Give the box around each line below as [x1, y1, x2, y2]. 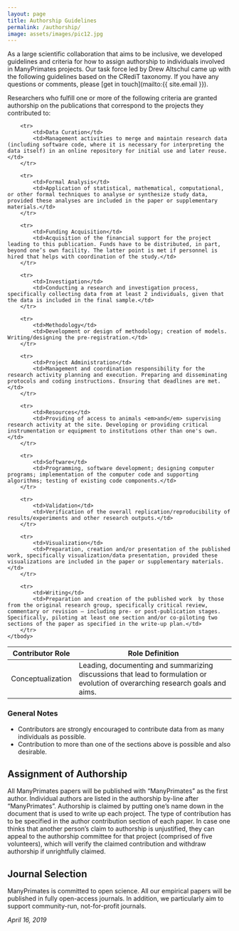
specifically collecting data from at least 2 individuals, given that [7, 291, 224, 298]
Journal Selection [7, 868, 87, 880]
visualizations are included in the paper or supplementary [7, 558, 190, 565]
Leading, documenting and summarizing [78, 661, 213, 671]
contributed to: [7, 109, 51, 117]
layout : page [7, 10, 46, 18]
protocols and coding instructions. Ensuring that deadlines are [7, 378, 205, 385]
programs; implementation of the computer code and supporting [7, 471, 199, 479]
